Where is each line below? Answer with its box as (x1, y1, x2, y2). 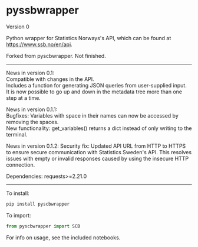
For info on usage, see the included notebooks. (6, 234, 121, 241)
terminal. (6, 131, 28, 138)
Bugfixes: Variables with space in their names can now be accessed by (6, 112, 179, 119)
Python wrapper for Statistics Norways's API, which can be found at (6, 34, 171, 41)
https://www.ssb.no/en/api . (6, 41, 72, 48)
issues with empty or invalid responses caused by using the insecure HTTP (6, 155, 189, 162)
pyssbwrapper (6, 4, 80, 17)
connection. (6, 161, 35, 168)
